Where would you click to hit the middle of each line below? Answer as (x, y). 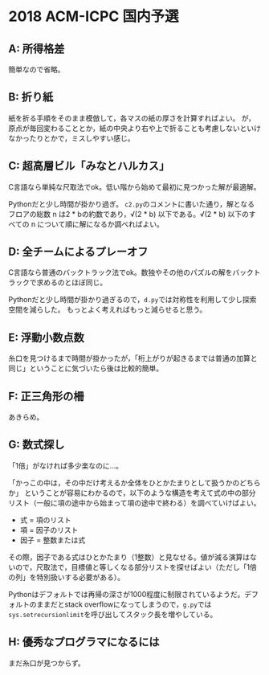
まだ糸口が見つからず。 (47, 663)
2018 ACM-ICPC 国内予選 (94, 16)
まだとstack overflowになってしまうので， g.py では (127, 604)
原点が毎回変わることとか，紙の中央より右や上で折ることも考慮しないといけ (134, 128)
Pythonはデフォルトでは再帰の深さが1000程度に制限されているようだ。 (126, 594)
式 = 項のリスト (45, 520)
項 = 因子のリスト (49, 530)
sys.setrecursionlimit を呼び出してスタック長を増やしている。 (113, 614)
